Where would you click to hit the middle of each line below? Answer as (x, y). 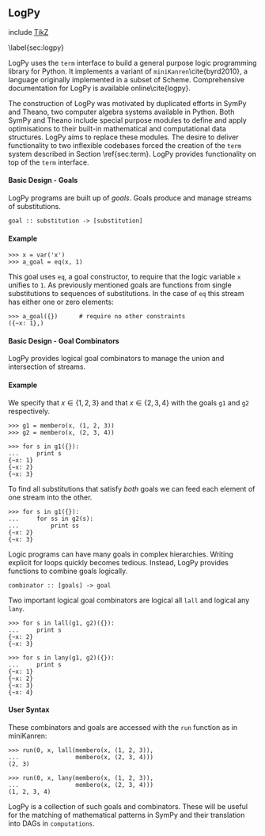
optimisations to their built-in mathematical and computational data (117, 128)
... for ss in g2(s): (51, 519)
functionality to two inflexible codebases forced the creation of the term (125, 145)
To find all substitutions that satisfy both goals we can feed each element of (132, 488)
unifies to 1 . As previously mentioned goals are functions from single (120, 285)
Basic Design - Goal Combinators (64, 340)
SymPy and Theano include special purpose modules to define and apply (127, 120)
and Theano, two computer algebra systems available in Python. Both (121, 112)
